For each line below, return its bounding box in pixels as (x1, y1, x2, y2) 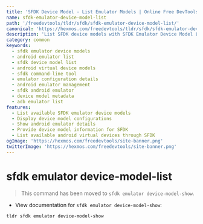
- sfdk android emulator (11, 88, 74, 94)
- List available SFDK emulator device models (11, 110, 131, 116)
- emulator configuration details (11, 76, 98, 82)
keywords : (6, 43, 31, 49)
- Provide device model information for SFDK (11, 127, 129, 133)
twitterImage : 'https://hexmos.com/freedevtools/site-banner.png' (6, 143, 177, 150)
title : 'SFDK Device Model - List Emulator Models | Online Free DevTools (6, 8, 199, 15)
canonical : (6, 25, 34, 32)
